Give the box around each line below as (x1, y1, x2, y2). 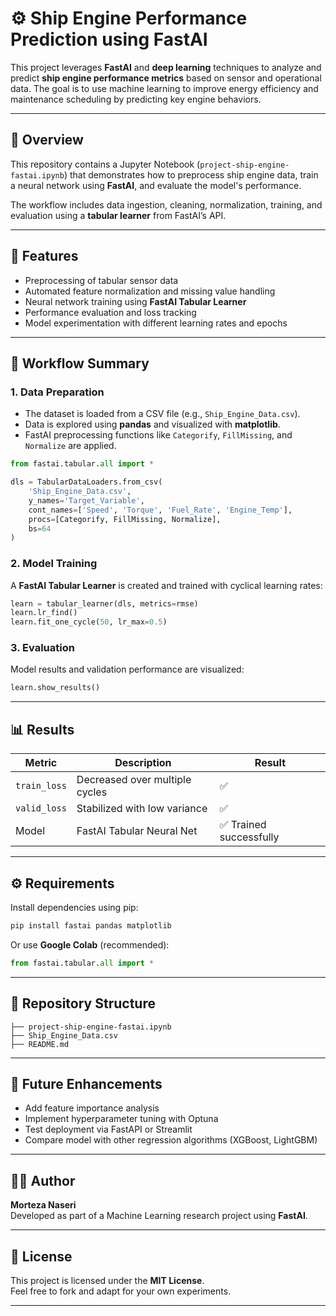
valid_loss (15, 803, 67, 814)
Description (114, 756, 172, 770)
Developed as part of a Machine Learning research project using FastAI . (10, 1210, 308, 1222)
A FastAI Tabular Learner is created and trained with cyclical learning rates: (10, 579, 323, 591)
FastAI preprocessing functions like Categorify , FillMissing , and (24, 429, 293, 441)
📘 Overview (10, 132, 84, 149)
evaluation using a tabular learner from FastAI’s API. (10, 209, 227, 221)
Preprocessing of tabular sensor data (24, 274, 179, 286)
